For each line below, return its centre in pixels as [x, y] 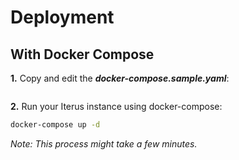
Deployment [62, 17]
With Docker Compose [82, 54]
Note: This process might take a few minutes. [104, 143]
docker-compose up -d [55, 125]
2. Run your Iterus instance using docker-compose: [116, 106]
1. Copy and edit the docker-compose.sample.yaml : [120, 78]
